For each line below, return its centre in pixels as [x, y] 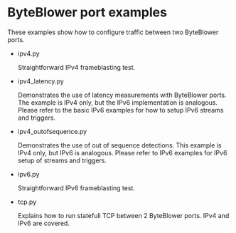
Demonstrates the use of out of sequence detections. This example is [119, 145]
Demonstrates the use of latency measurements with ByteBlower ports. [122, 95]
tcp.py [27, 202]
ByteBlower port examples [87, 12]
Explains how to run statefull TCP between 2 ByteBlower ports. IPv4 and [123, 215]
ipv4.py [29, 53]
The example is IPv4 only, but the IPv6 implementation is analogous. [118, 102]
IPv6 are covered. [43, 223]
